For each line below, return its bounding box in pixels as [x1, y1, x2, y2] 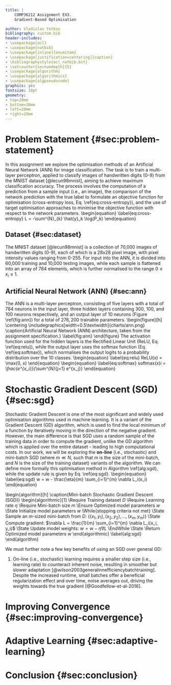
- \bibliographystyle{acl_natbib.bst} [5, 59, 88, 64]
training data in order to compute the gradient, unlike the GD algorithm [5, 438, 153, 445]
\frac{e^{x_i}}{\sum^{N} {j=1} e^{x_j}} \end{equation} [5, 365, 116, 372]
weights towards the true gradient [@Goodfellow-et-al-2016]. [12, 583, 142, 590]
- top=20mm [5, 97, 29, 103]
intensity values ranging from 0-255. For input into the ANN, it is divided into [5, 255, 166, 261]
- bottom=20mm [5, 102, 36, 107]
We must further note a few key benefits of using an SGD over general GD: [5, 546, 162, 552]
